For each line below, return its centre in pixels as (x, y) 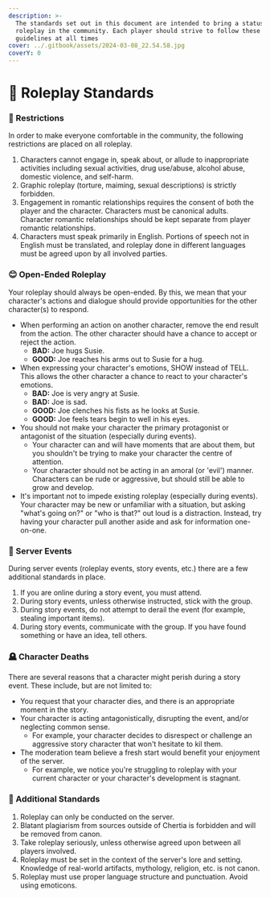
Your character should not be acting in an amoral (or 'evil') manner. (143, 470)
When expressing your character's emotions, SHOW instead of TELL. (134, 368)
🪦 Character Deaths (49, 657)
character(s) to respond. (49, 309)
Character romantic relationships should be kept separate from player (135, 220)
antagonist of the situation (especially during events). (108, 436)
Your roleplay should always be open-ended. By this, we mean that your (128, 292)
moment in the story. (54, 710)
